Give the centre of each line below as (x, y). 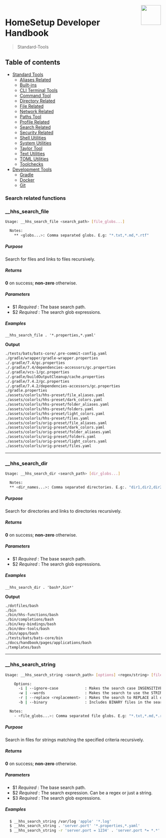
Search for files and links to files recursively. (50, 259)
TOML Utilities (34, 159)
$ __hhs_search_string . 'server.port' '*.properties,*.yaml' (75, 826)
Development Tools (32, 169)
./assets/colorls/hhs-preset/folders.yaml (49, 409)
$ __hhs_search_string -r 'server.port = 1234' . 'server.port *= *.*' (85, 831)
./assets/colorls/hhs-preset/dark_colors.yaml (54, 400)
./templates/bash (23, 647)
